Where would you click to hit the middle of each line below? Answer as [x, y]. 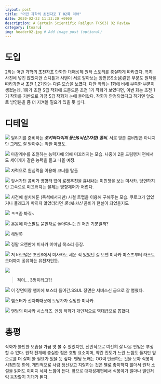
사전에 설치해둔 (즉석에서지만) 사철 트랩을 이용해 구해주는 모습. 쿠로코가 [78, 197]
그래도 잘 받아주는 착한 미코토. [38, 144]
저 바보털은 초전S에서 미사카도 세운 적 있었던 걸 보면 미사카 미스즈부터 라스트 [83, 254]
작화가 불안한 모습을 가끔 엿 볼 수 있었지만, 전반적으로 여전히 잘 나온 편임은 [75, 346]
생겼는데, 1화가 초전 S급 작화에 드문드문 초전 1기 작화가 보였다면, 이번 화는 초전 [79, 90]
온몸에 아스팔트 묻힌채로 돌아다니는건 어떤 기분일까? [60, 224]
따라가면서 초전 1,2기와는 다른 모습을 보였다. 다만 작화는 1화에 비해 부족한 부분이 [80, 84]
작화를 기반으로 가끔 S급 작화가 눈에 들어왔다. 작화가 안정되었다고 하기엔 [78, 96]
